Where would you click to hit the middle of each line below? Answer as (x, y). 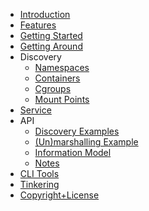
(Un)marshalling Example (86, 142)
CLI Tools (39, 173)
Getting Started (51, 35)
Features (38, 25)
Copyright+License (59, 195)
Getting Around (51, 46)
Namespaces (62, 67)
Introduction (45, 14)
